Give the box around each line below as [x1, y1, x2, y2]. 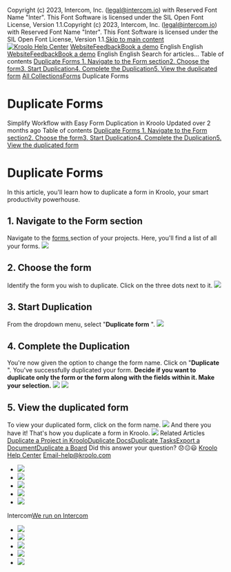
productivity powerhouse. [7, 195, 81, 203]
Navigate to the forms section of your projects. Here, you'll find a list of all [7, 233, 217, 242]
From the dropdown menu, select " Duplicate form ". [7, 321, 155, 329]
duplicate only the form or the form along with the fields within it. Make [7, 373, 215, 382]
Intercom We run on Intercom [7, 511, 88, 519]
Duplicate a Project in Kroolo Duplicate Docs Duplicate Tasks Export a [7, 436, 200, 444]
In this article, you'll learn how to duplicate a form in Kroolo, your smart [7, 188, 209, 196]
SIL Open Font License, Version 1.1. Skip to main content [7, 35, 164, 44]
